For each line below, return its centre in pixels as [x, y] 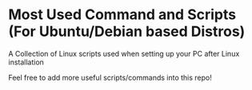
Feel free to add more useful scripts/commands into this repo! [110, 77]
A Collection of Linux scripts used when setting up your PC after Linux [124, 53]
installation [26, 62]
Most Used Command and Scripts [122, 15]
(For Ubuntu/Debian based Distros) [127, 31]
